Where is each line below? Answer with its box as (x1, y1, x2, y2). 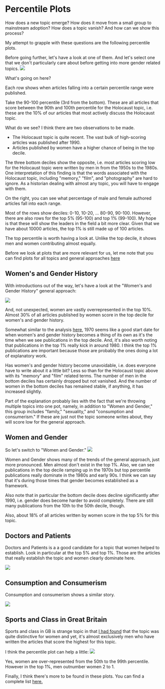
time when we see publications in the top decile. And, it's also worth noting (5, 337, 158, 343)
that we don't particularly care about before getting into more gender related (5, 60, 161, 66)
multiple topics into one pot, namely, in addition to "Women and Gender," (5, 403, 153, 409)
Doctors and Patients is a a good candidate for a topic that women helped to (5, 545, 160, 551)
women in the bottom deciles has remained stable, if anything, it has (5, 383, 144, 389)
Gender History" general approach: (5, 288, 77, 294)
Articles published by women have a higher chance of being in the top (12, 144, 155, 151)
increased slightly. (5, 388, 42, 394)
